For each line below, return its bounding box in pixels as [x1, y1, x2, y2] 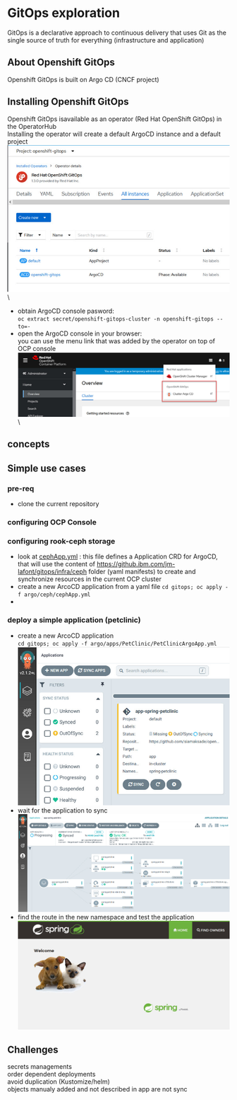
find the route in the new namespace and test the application [17, 913, 195, 922]
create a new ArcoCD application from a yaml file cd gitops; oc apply [17, 583, 222, 591]
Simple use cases [7, 462, 87, 474]
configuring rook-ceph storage [7, 536, 116, 546]
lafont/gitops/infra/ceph [17, 568, 87, 576]
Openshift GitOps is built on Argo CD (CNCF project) [7, 75, 160, 84]
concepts [7, 438, 50, 450]
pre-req [7, 483, 35, 493]
